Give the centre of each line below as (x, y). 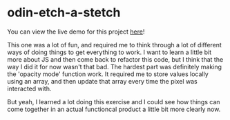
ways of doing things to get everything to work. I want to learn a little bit (109, 52)
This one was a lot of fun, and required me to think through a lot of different (115, 45)
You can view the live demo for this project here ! (76, 32)
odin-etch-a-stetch (64, 13)
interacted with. (29, 88)
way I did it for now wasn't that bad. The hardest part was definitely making (115, 67)
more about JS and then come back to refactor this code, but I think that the (115, 59)
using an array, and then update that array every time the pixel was (103, 81)
